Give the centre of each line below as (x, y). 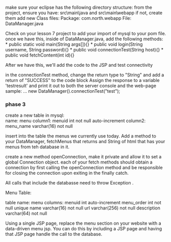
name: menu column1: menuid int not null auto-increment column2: (76, 121)
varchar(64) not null (26, 213)
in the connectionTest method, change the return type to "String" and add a (85, 75)
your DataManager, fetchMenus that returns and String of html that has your (85, 142)
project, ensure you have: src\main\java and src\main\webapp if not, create (84, 13)
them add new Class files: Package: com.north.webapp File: (68, 18)
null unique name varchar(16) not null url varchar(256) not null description (83, 208)
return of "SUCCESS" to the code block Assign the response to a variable (82, 80)
